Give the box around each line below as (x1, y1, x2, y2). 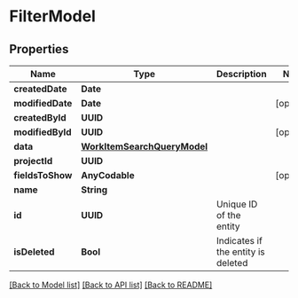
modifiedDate (13, 98, 73, 109)
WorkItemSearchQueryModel (81, 140, 208, 153)
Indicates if (216, 235, 263, 247)
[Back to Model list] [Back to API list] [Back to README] (9, 279, 213, 290)
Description (216, 68, 268, 80)
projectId (13, 155, 53, 167)
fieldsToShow (13, 169, 73, 181)
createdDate (13, 82, 67, 95)
